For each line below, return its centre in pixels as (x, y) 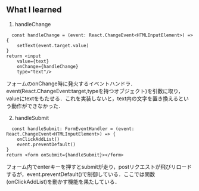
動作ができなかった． (37, 106)
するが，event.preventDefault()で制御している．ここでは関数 (81, 174)
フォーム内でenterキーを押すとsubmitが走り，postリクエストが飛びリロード (99, 167)
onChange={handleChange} (48, 66)
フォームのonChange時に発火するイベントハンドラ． (71, 84)
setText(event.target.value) (53, 45)
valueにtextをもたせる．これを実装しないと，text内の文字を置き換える (92, 98)
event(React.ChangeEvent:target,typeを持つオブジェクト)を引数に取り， (95, 91)
